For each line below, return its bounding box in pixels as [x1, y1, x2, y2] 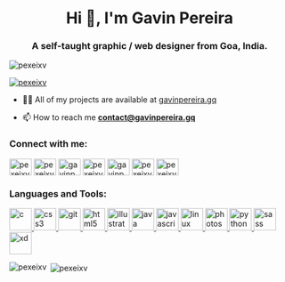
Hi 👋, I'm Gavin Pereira [65, 8, 234, 28]
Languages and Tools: [9, 187, 107, 199]
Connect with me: [9, 138, 88, 150]
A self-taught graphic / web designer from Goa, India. [31, 40, 268, 52]
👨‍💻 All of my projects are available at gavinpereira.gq [21, 94, 217, 105]
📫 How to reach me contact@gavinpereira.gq [21, 112, 196, 123]
